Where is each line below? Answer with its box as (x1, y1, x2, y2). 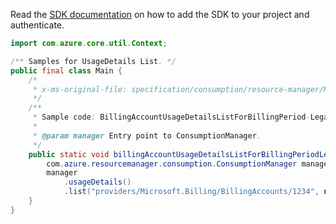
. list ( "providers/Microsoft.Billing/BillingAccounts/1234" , (63, 187, 320, 197)
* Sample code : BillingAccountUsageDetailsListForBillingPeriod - (32, 112, 311, 123)
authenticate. (10, 19, 65, 31)
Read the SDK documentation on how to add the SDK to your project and (10, 9, 310, 20)
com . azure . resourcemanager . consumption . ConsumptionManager (46, 159, 298, 169)
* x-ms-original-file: (32, 84, 128, 94)
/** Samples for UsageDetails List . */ (10, 56, 177, 66)
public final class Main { (10, 65, 123, 76)
